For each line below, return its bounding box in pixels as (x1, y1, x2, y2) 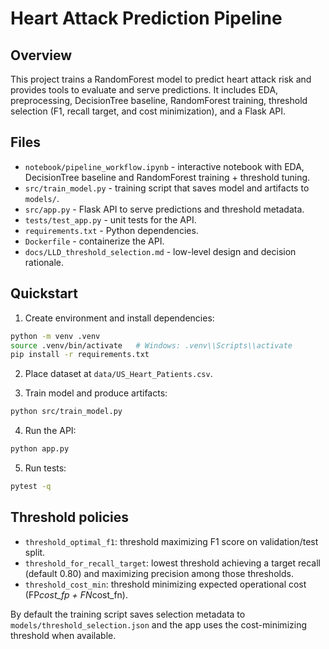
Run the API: (24, 425, 77, 437)
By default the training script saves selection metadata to (10, 608, 246, 620)
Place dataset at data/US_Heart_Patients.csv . (24, 368, 213, 380)
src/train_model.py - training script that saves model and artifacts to (24, 182, 310, 194)
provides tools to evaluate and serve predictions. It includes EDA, (10, 84, 279, 96)
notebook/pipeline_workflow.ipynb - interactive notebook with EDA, (24, 160, 305, 172)
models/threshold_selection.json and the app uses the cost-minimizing (10, 618, 307, 631)
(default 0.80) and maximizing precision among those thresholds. (24, 567, 294, 579)
